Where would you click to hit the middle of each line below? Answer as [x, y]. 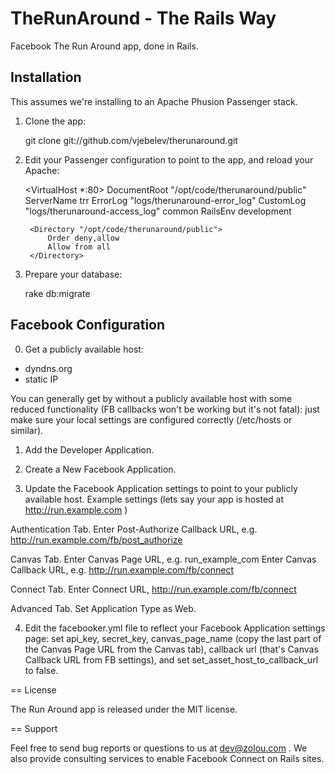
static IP [41, 379]
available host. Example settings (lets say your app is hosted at [154, 499]
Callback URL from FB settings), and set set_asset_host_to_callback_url [171, 659]
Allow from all [79, 247]
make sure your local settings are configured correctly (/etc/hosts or [151, 419]
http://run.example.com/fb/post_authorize [96, 539]
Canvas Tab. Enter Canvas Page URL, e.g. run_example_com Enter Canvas [163, 559]
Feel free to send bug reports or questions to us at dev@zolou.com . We [159, 748]
